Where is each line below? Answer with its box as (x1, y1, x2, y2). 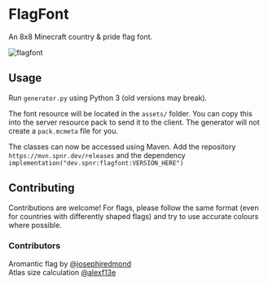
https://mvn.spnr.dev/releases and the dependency (8, 150, 186, 160)
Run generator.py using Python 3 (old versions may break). (8, 93, 208, 103)
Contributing (8, 181, 75, 195)
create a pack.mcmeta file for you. (8, 125, 118, 135)
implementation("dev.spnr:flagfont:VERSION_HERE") (8, 159, 184, 167)
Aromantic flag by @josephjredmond (8, 258, 132, 269)
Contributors (8, 240, 61, 252)
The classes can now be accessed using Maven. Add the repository (8, 142, 236, 151)
